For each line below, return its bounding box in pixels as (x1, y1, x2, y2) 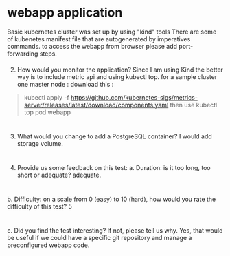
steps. (39, 50, 57, 58)
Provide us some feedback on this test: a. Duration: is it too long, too (16, 163, 211, 171)
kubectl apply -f (23, 93, 70, 101)
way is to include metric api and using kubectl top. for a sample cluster (16, 72, 218, 81)
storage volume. (16, 139, 63, 147)
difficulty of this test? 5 (7, 202, 72, 211)
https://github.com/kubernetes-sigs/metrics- (71, 93, 198, 101)
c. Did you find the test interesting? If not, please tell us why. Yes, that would (7, 226, 223, 235)
